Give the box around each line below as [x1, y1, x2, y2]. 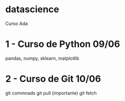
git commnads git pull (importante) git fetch [5, 90, 97, 96]
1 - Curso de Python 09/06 [5, 38, 120, 50]
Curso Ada [5, 20, 28, 27]
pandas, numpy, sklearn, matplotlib [5, 55, 79, 61]
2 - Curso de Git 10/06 [5, 73, 101, 85]
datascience [5, 4, 59, 15]
